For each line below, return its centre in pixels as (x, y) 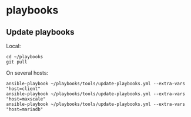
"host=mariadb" (25, 109)
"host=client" (24, 89)
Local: (14, 46)
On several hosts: (27, 73)
